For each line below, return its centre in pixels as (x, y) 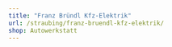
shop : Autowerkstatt (43, 30)
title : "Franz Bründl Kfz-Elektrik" (70, 16)
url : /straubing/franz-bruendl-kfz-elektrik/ (86, 23)
